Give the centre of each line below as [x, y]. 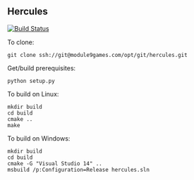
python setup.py [31, 81]
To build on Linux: [33, 94]
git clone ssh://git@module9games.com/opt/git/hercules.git [98, 55]
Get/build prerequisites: [42, 68]
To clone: [21, 42]
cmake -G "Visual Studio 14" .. [55, 163]
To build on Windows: [39, 138]
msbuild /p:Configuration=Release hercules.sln [79, 169]
